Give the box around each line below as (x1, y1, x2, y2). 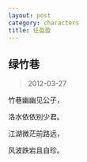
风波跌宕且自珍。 (8, 145, 64, 155)
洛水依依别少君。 (8, 112, 64, 122)
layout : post (8, 11, 51, 20)
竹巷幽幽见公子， (8, 96, 64, 105)
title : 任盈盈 (8, 26, 51, 34)
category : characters (8, 19, 80, 27)
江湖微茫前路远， (8, 129, 64, 138)
